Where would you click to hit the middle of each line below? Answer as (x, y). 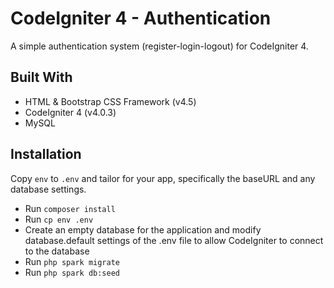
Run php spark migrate (72, 261)
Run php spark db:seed (72, 272)
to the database (57, 251)
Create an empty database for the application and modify (143, 229)
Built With (41, 77)
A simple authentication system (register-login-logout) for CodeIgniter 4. (159, 46)
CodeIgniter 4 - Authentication (141, 18)
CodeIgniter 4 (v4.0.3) (70, 112)
